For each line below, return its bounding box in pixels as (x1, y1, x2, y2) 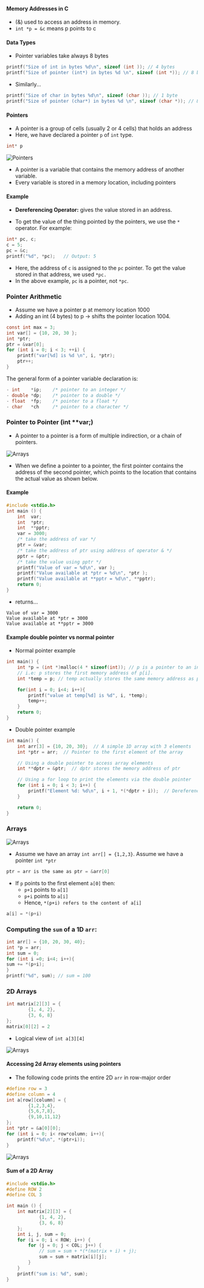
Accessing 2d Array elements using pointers (6, 1060, 121, 1068)
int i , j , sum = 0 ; (17, 1231, 67, 1238)
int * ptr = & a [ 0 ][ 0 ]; (6, 1126, 61, 1132)
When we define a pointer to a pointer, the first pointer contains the (15, 462, 183, 469)
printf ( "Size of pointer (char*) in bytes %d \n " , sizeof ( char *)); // (6, 98, 194, 105)
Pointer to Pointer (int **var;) (6, 418, 93, 426)
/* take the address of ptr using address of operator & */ (17, 548, 172, 554)
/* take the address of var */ (17, 536, 97, 543)
